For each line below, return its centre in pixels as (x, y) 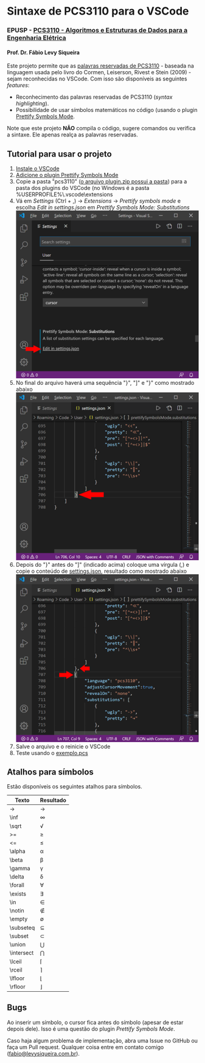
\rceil (16, 970)
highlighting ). (32, 103)
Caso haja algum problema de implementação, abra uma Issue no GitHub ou (102, 1040)
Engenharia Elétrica (36, 38)
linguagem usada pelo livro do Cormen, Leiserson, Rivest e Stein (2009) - (99, 72)
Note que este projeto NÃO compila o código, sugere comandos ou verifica (101, 128)
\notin (17, 911)
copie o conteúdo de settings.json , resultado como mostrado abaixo (101, 571)
